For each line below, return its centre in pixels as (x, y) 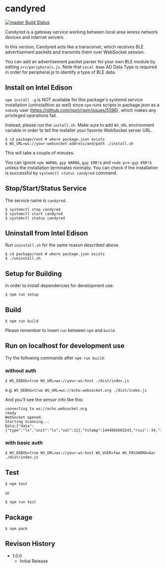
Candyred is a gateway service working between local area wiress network (82, 32)
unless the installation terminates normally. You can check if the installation (82, 167)
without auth (21, 371)
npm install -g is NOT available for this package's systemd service (74, 99)
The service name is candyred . (36, 200)
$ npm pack (16, 529)
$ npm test (16, 484)
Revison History (30, 544)
